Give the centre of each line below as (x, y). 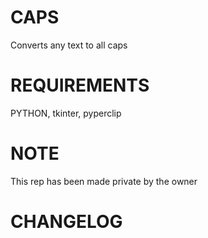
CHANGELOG (66, 222)
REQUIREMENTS (80, 85)
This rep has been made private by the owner (104, 181)
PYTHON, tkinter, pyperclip (66, 113)
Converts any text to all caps (69, 45)
